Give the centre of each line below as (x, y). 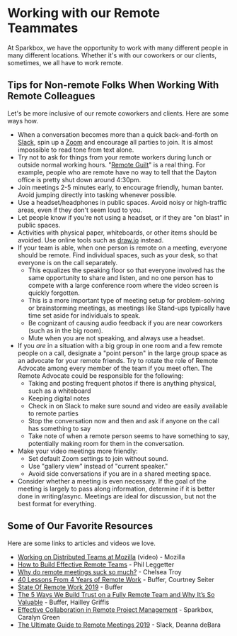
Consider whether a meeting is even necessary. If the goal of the (112, 481)
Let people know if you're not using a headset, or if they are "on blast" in (123, 217)
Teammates (43, 28)
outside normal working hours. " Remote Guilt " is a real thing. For (111, 164)
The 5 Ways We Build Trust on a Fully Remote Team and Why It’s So (116, 594)
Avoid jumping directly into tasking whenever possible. (97, 195)
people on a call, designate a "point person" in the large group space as (122, 353)
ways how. (23, 121)
